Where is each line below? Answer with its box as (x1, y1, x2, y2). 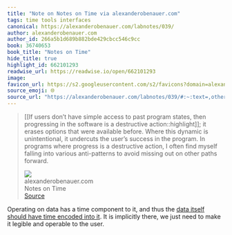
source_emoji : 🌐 (7, 87, 55, 94)
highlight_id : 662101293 (7, 62, 79, 68)
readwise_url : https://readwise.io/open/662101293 (7, 68, 156, 75)
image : (7, 74, 26, 82)
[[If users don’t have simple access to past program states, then (23, 113, 206, 121)
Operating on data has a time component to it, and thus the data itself (7, 205, 205, 213)
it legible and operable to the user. (7, 220, 105, 228)
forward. (23, 157, 49, 164)
